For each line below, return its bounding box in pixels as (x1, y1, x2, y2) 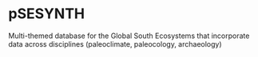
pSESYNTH (8, 5, 85, 23)
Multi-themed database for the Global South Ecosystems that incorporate (8, 31, 250, 40)
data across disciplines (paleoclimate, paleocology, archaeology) (8, 39, 222, 48)
